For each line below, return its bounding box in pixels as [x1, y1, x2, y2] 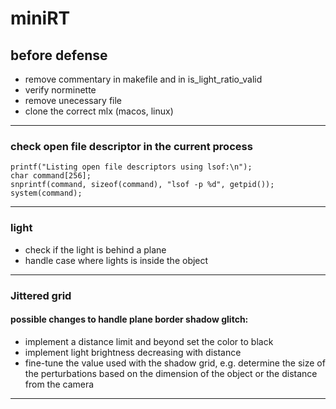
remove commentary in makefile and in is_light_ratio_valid [24, 73, 263, 85]
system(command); [10, 188, 83, 199]
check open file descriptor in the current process [10, 139, 253, 153]
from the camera [24, 378, 95, 390]
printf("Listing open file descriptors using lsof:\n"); [10, 162, 253, 172]
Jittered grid [10, 288, 72, 302]
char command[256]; [10, 171, 92, 181]
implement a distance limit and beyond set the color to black [24, 335, 274, 347]
